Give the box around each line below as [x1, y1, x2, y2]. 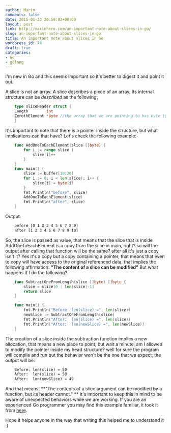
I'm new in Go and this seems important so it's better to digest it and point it [5, 73, 164, 79]
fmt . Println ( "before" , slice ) [23, 190, 88, 195]
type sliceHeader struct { [14, 104, 72, 109]
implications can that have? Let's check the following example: [5, 133, 136, 139]
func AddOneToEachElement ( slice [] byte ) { [14, 142, 106, 148]
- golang [5, 60, 24, 65]
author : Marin [5, 7, 36, 13]
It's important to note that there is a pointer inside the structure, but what [5, 127, 158, 133]
